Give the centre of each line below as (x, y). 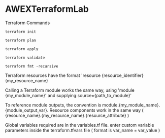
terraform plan (21, 40)
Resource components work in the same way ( (97, 110)
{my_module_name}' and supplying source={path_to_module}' (68, 95)
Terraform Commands (28, 23)
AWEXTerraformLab (47, 9)
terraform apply (22, 49)
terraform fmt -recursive (32, 66)
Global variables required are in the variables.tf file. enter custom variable (80, 125)
